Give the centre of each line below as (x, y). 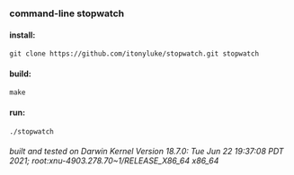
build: (20, 74)
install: (22, 35)
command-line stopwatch (67, 13)
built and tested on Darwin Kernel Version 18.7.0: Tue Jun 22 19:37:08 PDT (147, 152)
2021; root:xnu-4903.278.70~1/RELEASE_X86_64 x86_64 (114, 161)
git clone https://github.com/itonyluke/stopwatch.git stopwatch (134, 54)
